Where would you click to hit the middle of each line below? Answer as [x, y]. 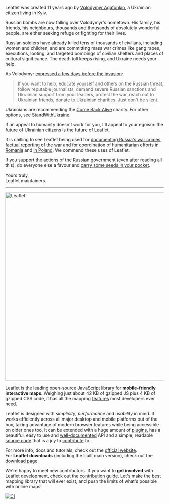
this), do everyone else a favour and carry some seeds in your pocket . [78, 165]
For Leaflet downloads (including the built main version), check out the [79, 455]
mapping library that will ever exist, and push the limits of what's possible [81, 481]
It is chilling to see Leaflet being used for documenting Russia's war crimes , [83, 140]
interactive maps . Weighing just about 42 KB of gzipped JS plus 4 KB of [80, 393]
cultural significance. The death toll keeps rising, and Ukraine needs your [81, 59]
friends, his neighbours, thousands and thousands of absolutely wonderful [82, 28]
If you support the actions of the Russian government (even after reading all [84, 160]
